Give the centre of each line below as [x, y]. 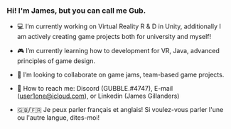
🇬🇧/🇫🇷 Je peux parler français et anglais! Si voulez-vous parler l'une [120, 110]
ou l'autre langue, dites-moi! [58, 118]
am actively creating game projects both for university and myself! [114, 37]
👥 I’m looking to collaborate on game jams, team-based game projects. [120, 75]
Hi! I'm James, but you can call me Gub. [76, 11]
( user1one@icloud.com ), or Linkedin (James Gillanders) [98, 96]
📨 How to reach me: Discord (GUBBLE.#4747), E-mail [95, 89]
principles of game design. [56, 61]
